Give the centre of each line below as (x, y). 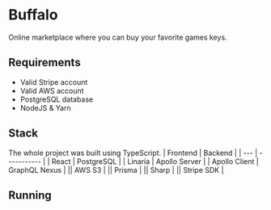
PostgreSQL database (57, 99)
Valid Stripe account (54, 82)
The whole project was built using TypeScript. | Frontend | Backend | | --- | (133, 153)
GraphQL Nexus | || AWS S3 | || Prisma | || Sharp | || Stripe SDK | (116, 170)
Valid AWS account (52, 90)
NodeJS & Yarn (45, 107)
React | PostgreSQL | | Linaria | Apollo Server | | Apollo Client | (155, 161)
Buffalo (33, 15)
